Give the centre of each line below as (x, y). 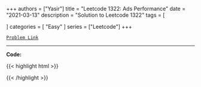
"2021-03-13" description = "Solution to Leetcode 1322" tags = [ (86, 15)
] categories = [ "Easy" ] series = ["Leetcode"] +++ (69, 27)
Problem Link (22, 38)
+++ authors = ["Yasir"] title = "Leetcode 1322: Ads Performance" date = (96, 9)
